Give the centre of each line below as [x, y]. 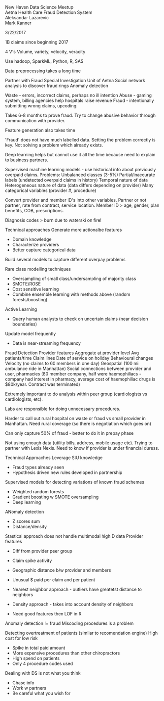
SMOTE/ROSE [26, 284]
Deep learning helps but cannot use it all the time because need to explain [80, 155]
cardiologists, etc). [24, 399]
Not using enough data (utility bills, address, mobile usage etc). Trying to [79, 443]
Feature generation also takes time [40, 130]
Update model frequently [31, 334]
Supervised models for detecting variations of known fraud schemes [75, 482]
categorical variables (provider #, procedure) [51, 190]
